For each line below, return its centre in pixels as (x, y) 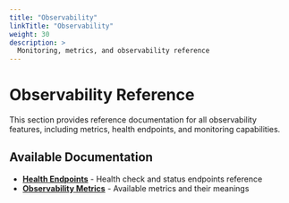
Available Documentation (81, 157)
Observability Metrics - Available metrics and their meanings (136, 188)
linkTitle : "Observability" (62, 26)
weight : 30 (30, 34)
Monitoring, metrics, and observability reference (114, 51)
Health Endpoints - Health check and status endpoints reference (142, 179)
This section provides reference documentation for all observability (133, 120)
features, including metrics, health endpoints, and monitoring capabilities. (145, 130)
